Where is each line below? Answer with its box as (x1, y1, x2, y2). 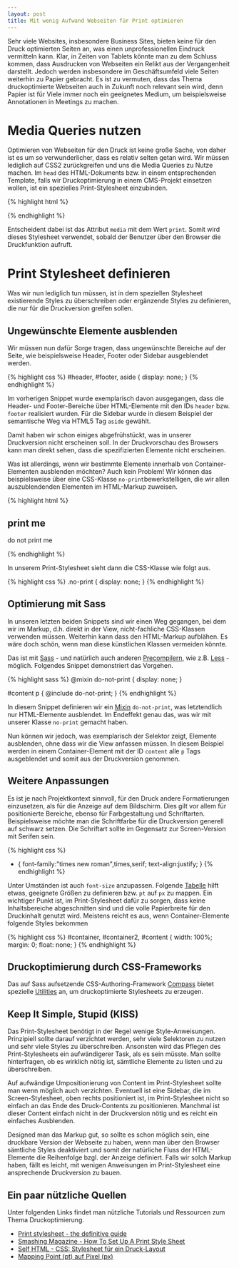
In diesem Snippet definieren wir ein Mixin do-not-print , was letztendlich (7, 702, 223, 711)
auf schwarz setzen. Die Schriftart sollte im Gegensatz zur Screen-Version (7, 824, 226, 833)
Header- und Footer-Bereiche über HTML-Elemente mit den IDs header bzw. (7, 402, 230, 410)
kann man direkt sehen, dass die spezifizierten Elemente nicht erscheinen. (7, 446, 226, 455)
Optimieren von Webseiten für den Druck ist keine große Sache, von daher (7, 146, 227, 154)
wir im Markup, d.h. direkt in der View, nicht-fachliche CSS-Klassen (7, 624, 205, 633)
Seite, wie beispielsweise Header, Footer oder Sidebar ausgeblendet (7, 351, 208, 360)
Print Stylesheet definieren (7, 265, 171, 282)
